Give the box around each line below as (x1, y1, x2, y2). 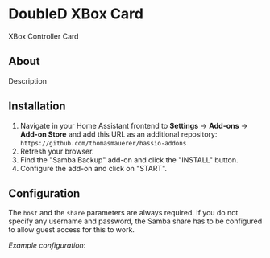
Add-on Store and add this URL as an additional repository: (19, 129, 218, 139)
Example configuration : (8, 240, 86, 250)
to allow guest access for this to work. (8, 225, 135, 235)
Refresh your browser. (19, 146, 94, 156)
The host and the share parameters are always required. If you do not (8, 208, 239, 218)
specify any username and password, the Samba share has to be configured (8, 216, 263, 226)
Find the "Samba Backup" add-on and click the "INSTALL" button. (19, 154, 239, 165)
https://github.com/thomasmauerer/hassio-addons (19, 139, 187, 147)
